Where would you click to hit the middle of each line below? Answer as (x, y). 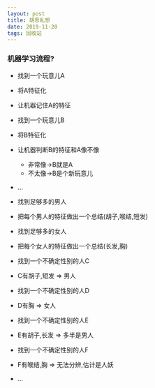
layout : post (26, 14)
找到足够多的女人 (42, 231)
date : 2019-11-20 (32, 27)
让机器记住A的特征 (44, 105)
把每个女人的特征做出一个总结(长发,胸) (73, 246)
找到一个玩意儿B (41, 120)
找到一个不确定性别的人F (53, 350)
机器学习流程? (31, 59)
